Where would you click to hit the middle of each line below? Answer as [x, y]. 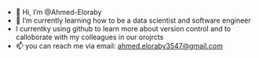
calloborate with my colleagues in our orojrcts [89, 37]
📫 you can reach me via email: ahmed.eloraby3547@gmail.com [119, 46]
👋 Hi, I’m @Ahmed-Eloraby [58, 12]
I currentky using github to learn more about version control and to [123, 29]
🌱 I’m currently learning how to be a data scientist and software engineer [133, 20]
